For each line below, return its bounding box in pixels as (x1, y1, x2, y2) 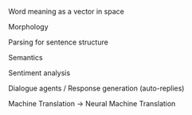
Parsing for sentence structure (8, 37, 109, 47)
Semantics (8, 53, 43, 62)
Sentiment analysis (8, 68, 71, 78)
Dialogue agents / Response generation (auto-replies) (8, 83, 185, 93)
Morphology (8, 22, 49, 31)
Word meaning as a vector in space (8, 7, 125, 16)
